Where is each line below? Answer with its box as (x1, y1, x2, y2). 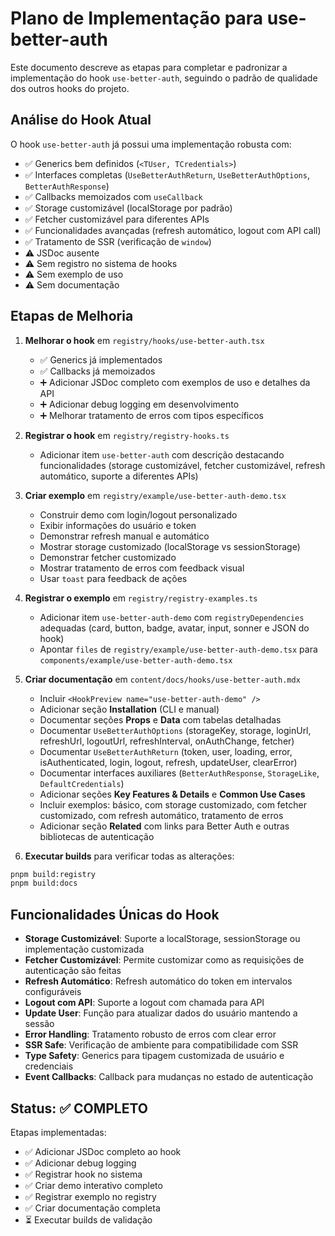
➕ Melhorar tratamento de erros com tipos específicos (39, 409, 264, 421)
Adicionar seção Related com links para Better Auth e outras (39, 820, 290, 832)
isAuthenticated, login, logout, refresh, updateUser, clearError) (39, 756, 298, 768)
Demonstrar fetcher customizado (39, 551, 177, 563)
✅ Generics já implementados (39, 353, 163, 366)
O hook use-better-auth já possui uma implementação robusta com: (10, 138, 292, 150)
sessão (24, 1018, 55, 1030)
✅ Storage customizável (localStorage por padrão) (24, 202, 233, 214)
